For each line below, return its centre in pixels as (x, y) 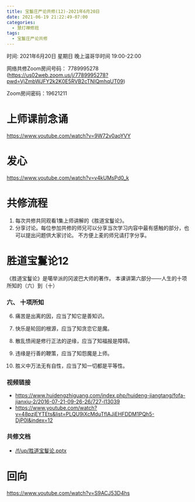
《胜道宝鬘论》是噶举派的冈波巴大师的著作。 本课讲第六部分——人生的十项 (97, 278)
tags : (13, 33)
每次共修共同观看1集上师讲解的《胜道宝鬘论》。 (71, 221)
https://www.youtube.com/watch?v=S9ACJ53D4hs (68, 493)
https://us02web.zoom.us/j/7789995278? (58, 75)
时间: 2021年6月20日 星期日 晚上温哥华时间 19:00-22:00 (74, 56)
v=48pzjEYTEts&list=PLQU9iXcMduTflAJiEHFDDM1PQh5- (85, 414)
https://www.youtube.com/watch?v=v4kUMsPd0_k (68, 178)
